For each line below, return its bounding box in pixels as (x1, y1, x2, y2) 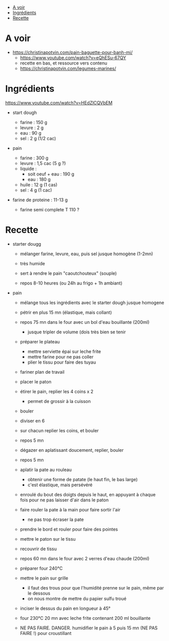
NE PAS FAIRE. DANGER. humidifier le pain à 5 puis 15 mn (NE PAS (20, 625, 158, 631)
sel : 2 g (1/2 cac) (20, 135, 57, 141)
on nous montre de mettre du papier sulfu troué (27, 595, 127, 602)
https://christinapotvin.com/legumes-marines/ (20, 65, 117, 71)
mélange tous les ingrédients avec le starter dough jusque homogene (20, 300, 164, 306)
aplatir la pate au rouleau (20, 467, 72, 473)
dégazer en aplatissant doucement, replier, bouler (20, 447, 124, 453)
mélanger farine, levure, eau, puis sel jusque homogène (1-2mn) (20, 251, 153, 257)
